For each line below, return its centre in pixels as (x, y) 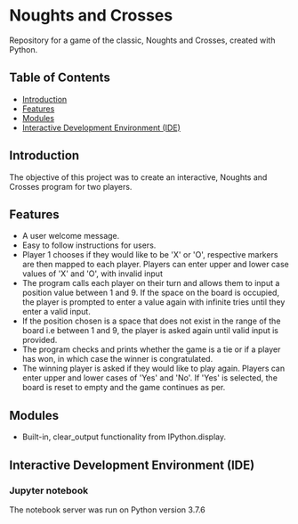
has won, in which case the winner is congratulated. (117, 359)
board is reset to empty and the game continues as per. (124, 388)
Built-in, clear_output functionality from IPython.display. (124, 437)
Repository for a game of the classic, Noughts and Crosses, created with (142, 40)
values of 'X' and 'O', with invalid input (92, 274)
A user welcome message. (71, 236)
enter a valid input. (56, 312)
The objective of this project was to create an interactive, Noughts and (138, 177)
